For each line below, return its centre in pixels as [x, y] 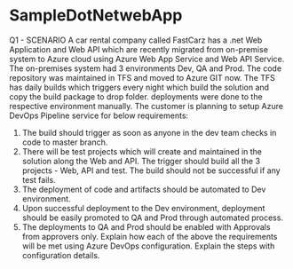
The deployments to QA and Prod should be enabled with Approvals [146, 226]
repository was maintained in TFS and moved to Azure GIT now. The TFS [142, 77]
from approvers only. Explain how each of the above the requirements [150, 236]
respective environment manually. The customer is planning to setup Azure [146, 106]
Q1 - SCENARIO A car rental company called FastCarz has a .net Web [136, 40]
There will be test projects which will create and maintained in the [142, 151]
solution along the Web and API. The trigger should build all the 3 [141, 161]
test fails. [39, 179]
